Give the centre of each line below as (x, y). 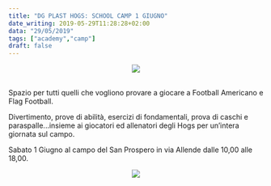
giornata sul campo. (42, 134)
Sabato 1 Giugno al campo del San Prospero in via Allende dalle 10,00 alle (131, 150)
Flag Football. (31, 101)
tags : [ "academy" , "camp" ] (52, 38)
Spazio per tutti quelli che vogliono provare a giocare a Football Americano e (136, 93)
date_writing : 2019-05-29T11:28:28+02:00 (79, 23)
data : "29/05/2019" (41, 31)
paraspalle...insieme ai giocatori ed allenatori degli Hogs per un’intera (124, 125)
